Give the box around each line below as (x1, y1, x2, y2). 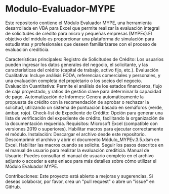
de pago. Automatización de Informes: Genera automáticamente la (5, 94, 144, 100)
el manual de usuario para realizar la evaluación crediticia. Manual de (5, 147, 149, 153)
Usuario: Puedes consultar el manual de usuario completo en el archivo (5, 152, 154, 159)
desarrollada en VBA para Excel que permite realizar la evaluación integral (5, 25, 160, 31)
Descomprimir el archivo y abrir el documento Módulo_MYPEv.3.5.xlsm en (5, 137, 160, 143)
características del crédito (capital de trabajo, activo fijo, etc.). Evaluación (5, 67, 159, 73)
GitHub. (5, 183, 21, 189)
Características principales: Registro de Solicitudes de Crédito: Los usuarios (5, 56, 164, 62)
